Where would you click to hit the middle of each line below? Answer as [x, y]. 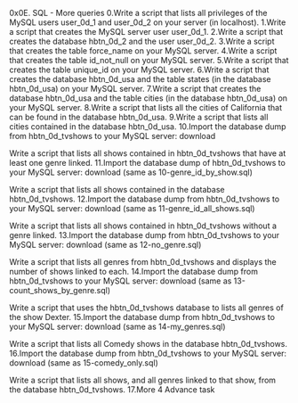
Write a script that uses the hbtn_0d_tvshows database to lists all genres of [147, 308]
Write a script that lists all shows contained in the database [117, 189]
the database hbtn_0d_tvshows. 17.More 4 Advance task [112, 390]
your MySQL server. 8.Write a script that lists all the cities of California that [146, 107]
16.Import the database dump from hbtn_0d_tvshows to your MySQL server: [148, 353]
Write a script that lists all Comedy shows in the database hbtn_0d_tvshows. [148, 344]
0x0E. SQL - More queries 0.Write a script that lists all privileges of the [138, 13]
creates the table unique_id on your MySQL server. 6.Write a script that [139, 70]
